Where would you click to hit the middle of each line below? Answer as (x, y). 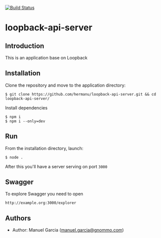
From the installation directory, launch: (44, 148)
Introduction (25, 46)
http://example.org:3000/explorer (41, 203)
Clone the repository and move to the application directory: (65, 85)
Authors (18, 218)
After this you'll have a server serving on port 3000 (56, 166)
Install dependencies (27, 108)
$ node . (14, 157)
